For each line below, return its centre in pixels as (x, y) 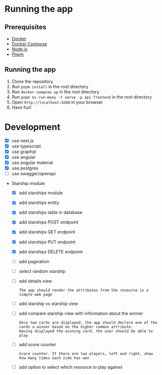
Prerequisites (25, 27)
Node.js (20, 49)
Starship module (28, 184)
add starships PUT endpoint (47, 242)
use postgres (25, 168)
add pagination (34, 261)
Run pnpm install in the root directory (50, 86)
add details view (35, 281)
